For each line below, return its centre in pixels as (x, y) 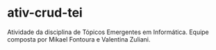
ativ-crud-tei (45, 13)
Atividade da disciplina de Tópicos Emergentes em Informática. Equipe (108, 32)
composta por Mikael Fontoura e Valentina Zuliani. (79, 39)
